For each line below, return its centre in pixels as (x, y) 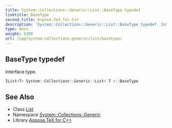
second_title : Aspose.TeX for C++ (42, 19)
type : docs (17, 29)
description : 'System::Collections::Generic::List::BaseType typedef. (82, 24)
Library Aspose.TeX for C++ (42, 120)
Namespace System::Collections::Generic (57, 115)
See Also (20, 97)
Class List (23, 109)
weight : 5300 (19, 34)
